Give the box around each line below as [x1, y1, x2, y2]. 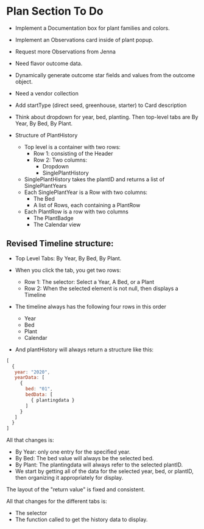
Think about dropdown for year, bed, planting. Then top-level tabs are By [15, 113, 199, 120]
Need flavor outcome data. [15, 60, 83, 67]
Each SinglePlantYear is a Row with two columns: [24, 188, 148, 196]
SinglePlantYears [24, 182, 67, 189]
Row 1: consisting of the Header [33, 150, 114, 157]
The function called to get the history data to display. [15, 516, 148, 524]
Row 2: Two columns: [33, 156, 87, 164]
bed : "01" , [25, 386, 53, 392]
